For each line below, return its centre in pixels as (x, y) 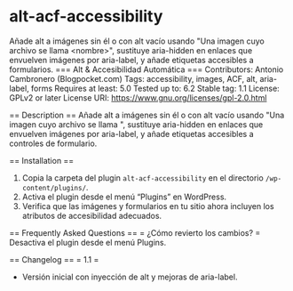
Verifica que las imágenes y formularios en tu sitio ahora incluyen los (148, 206)
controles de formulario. (53, 143)
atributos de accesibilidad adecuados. (92, 215)
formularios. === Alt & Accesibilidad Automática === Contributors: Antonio (146, 69)
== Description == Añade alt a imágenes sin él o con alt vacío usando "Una (147, 115)
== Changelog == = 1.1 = (54, 259)
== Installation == (42, 160)
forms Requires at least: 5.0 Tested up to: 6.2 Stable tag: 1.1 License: (155, 88)
